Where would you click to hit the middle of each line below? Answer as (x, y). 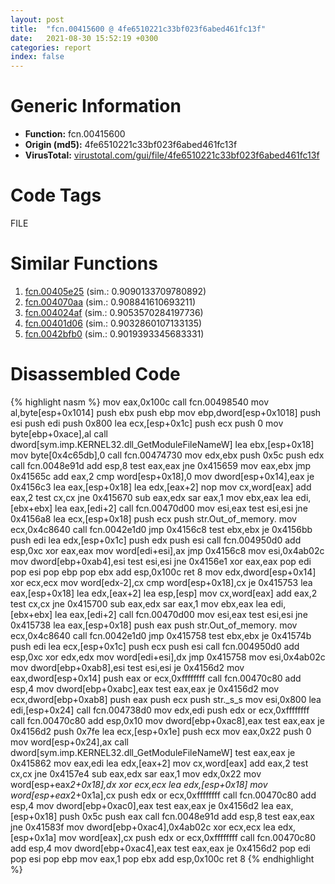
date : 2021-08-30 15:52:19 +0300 (84, 38)
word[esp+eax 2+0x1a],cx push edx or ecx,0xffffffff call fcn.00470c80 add (163, 795)
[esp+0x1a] (33, 837)
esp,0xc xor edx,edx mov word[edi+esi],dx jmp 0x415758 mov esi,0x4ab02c (168, 657)
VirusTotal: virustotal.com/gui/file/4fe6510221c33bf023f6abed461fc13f (172, 155)
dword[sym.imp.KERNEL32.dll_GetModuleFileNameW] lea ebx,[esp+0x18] (162, 444)
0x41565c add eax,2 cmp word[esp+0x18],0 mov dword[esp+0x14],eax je (162, 476)
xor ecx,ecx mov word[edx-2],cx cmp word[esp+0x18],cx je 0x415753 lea (161, 582)
